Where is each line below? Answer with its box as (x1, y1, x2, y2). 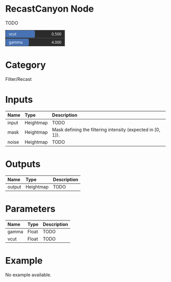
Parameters (5, 203, 56, 214)
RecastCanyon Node (5, 3, 94, 15)
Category (5, 59, 46, 71)
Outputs (5, 158, 41, 170)
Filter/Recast (5, 76, 32, 82)
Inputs (5, 94, 33, 106)
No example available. (5, 272, 52, 278)
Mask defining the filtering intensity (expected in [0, (52, 127, 161, 133)
